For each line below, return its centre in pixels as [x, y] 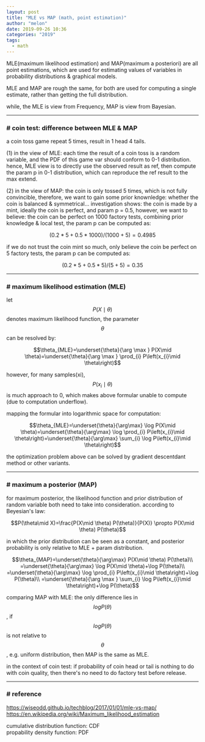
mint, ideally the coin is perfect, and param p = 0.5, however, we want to [97, 211]
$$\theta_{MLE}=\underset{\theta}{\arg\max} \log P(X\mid [103, 425]
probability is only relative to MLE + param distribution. [75, 547]
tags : [13, 40]
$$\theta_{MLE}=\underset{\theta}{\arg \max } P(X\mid [103, 350]
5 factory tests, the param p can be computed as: [69, 253]
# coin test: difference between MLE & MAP [72, 128]
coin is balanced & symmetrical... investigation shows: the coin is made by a [102, 204]
